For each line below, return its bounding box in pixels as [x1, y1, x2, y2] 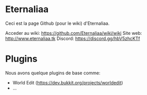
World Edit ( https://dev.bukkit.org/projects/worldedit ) [12, 79, 123, 85]
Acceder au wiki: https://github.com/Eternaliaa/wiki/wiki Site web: [5, 30, 142, 36]
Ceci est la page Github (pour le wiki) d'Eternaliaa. [5, 20, 110, 26]
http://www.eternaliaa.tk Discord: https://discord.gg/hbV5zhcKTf [5, 35, 140, 41]
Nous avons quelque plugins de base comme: [5, 70, 101, 76]
